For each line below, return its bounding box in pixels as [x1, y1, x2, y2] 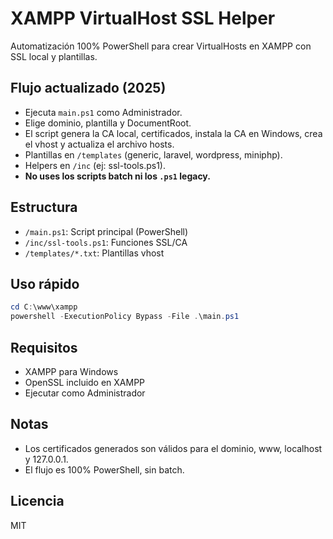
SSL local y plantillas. [10, 50, 98, 62]
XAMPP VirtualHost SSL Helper [10, 7, 276, 30]
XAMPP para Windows [24, 365, 119, 377]
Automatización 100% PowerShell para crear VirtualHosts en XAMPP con [10, 40, 312, 52]
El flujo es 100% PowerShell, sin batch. [24, 463, 185, 476]
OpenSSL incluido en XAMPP [24, 376, 146, 388]
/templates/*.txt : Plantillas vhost [24, 247, 165, 259]
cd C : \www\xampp [10, 302, 78, 312]
